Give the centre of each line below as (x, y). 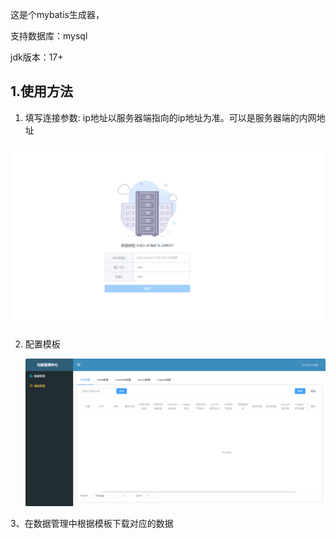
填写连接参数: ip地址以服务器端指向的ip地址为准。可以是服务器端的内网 (170, 117)
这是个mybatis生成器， (57, 14)
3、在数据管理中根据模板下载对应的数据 (92, 523)
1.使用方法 (42, 91)
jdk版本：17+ (37, 57)
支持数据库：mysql (49, 36)
